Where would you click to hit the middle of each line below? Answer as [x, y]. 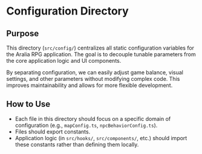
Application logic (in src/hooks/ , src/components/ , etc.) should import [101, 138]
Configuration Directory [67, 11]
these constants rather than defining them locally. [77, 144]
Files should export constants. [53, 132]
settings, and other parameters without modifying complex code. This [93, 79]
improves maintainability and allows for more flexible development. [90, 85]
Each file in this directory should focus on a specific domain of [93, 118]
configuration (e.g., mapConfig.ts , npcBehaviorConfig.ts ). [86, 125]
